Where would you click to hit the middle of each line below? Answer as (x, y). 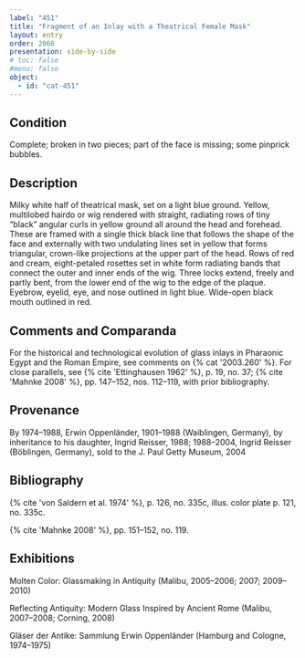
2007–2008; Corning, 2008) (63, 618)
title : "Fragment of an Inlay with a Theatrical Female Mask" (130, 26)
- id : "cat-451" (48, 86)
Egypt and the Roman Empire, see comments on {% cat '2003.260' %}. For (151, 362)
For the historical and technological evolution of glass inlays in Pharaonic (147, 353)
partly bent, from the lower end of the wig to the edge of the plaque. (138, 283)
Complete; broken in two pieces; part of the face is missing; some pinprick (150, 145)
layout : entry (37, 35)
